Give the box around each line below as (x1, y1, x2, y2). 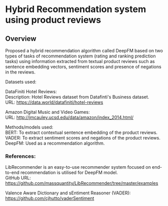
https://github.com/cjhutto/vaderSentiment (5, 195, 94, 201)
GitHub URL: (5, 175, 31, 181)
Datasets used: (5, 79, 37, 85)
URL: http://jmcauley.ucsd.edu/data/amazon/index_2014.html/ (5, 114, 134, 120)
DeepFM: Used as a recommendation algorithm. (5, 140, 105, 146)
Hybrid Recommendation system (5, 4, 146, 15)
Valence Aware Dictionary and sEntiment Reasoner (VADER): (5, 190, 131, 196)
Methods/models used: (5, 124, 53, 130)
